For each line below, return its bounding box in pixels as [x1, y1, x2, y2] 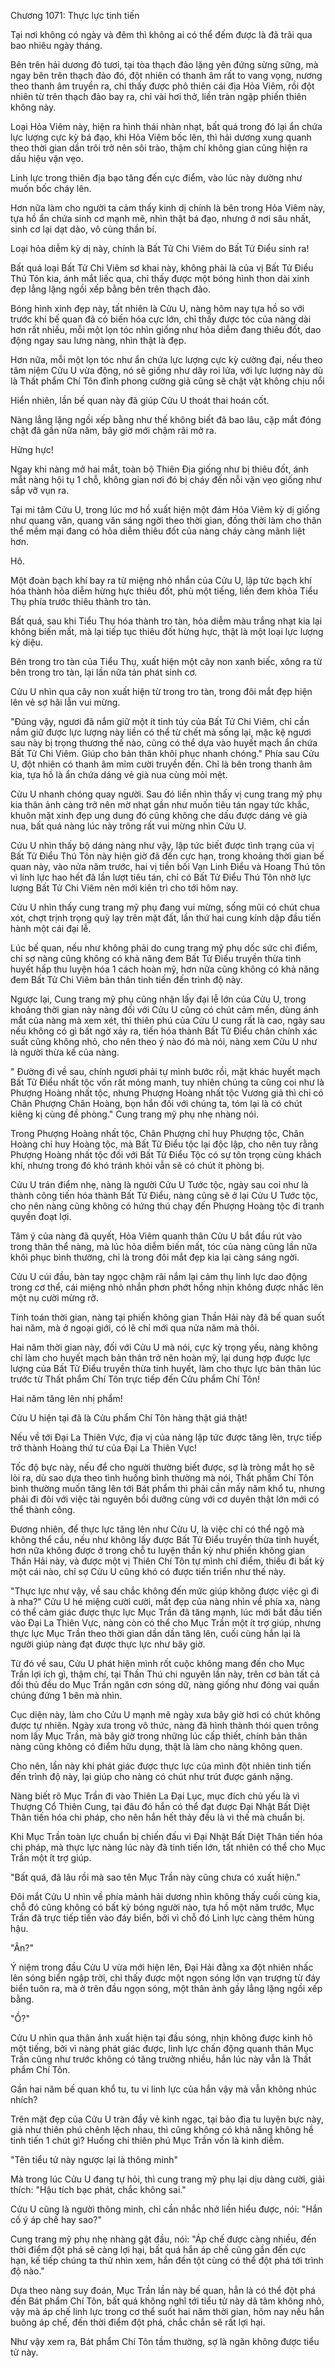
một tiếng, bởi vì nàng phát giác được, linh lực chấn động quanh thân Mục [10, 2043, 315, 2054]
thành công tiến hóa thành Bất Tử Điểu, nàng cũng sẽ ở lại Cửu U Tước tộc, [10, 1190, 318, 1201]
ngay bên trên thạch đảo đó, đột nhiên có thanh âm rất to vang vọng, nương [10, 70, 323, 81]
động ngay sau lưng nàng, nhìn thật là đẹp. [10, 335, 187, 346]
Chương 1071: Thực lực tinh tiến [10, 10, 140, 21]
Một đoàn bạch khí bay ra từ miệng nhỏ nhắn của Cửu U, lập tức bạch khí [10, 575, 312, 586]
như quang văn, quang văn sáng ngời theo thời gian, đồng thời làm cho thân [10, 515, 322, 526]
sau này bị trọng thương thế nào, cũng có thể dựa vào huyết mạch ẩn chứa [10, 737, 318, 749]
